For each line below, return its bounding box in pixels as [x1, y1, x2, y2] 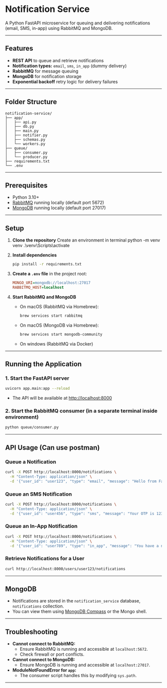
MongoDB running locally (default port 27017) [12, 205, 106, 211]
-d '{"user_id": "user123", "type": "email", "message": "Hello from [9, 479, 157, 484]
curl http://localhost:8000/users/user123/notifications [5, 566, 126, 571]
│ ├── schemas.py [5, 137, 46, 142]
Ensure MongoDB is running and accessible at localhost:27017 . [19, 662, 151, 668]
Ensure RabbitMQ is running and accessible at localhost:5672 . [19, 646, 148, 652]
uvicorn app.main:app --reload [5, 386, 70, 391]
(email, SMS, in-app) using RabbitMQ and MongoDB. [5, 25, 113, 31]
